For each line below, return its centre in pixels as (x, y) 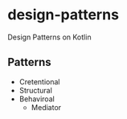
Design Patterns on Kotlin (49, 37)
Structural (36, 90)
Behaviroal (37, 99)
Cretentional (39, 81)
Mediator (46, 107)
